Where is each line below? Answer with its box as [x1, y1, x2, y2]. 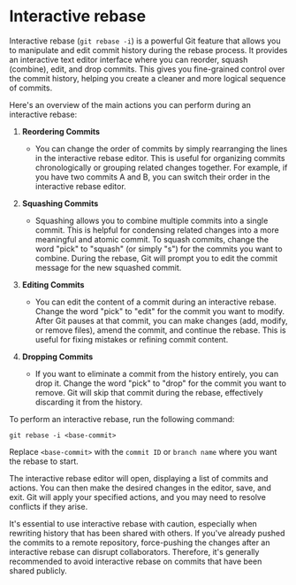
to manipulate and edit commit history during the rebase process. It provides [9, 44, 288, 55]
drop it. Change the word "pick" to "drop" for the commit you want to [34, 378, 287, 389]
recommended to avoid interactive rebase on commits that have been [9, 556, 262, 566]
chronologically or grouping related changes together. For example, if [34, 162, 288, 173]
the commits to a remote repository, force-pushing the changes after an [9, 537, 270, 548]
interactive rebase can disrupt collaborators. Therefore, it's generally [9, 546, 260, 557]
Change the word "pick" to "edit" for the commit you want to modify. [34, 305, 285, 316]
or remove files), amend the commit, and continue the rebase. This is [34, 325, 286, 335]
